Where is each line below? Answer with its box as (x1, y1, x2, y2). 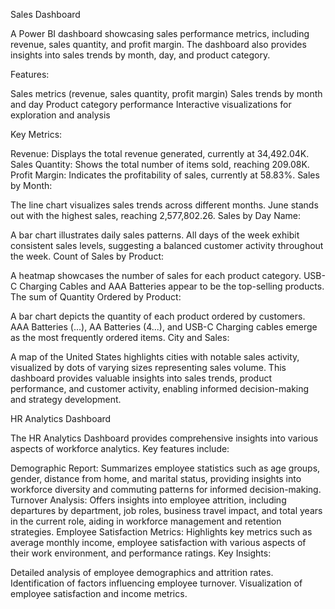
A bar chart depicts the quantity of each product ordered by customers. (10, 310, 306, 322)
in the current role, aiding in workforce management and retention (10, 515, 282, 527)
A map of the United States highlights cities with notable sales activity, (10, 351, 300, 363)
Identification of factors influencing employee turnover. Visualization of (10, 577, 303, 589)
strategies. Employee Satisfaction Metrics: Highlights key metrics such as (10, 526, 313, 538)
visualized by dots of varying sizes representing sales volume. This (10, 362, 287, 373)
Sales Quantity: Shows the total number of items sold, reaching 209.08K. (10, 159, 310, 170)
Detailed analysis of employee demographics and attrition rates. (10, 567, 274, 578)
